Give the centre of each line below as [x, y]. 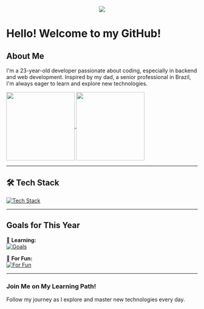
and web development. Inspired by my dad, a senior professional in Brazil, [99, 77]
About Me [25, 56]
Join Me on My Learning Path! [51, 286]
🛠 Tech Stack [33, 183]
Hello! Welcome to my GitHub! [84, 34]
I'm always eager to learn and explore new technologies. [77, 83]
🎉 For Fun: [19, 258]
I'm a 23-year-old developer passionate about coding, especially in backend [102, 71]
